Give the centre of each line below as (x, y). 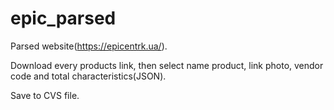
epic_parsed (63, 18)
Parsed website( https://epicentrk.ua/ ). (89, 46)
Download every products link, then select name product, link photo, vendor (167, 65)
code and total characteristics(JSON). (88, 76)
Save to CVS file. (45, 95)
